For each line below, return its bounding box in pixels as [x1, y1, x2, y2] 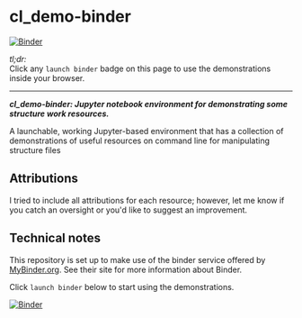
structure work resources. [9, 108, 110, 119]
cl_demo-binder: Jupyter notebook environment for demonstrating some [9, 98, 289, 109]
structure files [9, 144, 61, 155]
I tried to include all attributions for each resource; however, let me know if [9, 195, 285, 205]
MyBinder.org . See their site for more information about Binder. [9, 264, 243, 275]
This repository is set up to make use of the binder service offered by [9, 254, 266, 265]
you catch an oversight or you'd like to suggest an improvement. [9, 204, 248, 215]
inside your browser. [9, 72, 85, 83]
